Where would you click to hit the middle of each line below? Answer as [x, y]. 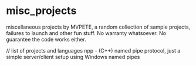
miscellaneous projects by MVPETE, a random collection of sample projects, [98, 27]
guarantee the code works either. [46, 39]
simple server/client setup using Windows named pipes [73, 57]
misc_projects [41, 11]
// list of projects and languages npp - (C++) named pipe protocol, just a [93, 50]
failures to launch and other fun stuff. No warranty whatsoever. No [86, 33]
